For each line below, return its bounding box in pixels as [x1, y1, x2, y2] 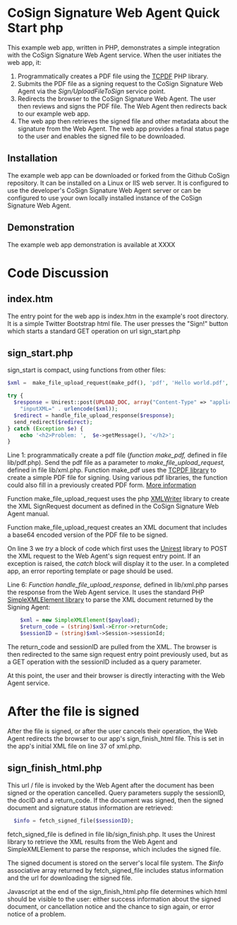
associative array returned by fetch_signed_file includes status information [7, 866, 224, 874]
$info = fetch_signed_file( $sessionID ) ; [13, 817, 134, 824]
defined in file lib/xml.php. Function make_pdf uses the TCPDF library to [7, 466, 217, 474]
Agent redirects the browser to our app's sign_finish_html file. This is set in [7, 734, 224, 742]
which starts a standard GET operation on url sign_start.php [7, 327, 181, 335]
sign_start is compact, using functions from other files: [7, 365, 166, 375]
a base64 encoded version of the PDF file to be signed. [7, 531, 168, 539]
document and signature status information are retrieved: [7, 803, 174, 812]
